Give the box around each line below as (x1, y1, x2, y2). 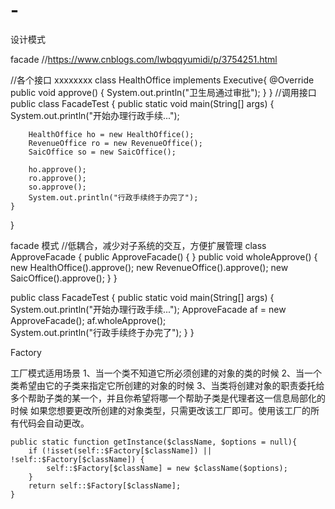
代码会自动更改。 (18, 417, 90, 429)
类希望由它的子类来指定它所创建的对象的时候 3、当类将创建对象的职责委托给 (10, 379, 325, 391)
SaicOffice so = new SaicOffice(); (28, 147, 177, 157)
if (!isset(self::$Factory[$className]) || (28, 445, 213, 456)
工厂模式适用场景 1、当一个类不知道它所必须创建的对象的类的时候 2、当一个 (10, 367, 323, 379)
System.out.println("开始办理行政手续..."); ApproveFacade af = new (10, 303, 287, 315)
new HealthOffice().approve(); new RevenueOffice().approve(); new (10, 261, 289, 273)
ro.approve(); (28, 173, 87, 183)
